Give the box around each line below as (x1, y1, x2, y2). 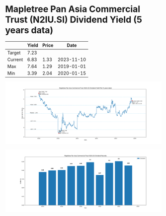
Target (7, 50, 21, 56)
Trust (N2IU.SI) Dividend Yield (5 (5, 14, 143, 25)
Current (7, 56, 23, 63)
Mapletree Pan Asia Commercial (5, 3, 141, 15)
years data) (5, 25, 54, 36)
